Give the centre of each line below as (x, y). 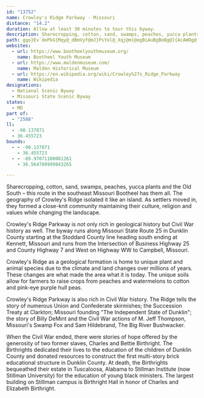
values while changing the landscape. (53, 212)
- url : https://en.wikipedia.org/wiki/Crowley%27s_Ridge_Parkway (96, 74)
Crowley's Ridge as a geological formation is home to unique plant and (95, 262)
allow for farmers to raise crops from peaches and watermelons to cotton (98, 281)
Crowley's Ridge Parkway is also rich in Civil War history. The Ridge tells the (101, 299)
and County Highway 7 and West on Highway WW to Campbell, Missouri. (98, 250)
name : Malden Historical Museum (58, 68)
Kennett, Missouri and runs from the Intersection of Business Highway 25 (98, 244)
